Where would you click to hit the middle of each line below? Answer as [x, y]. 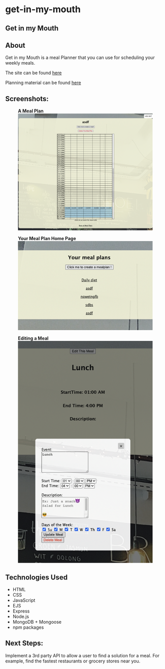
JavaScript [24, 600]
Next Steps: [24, 643]
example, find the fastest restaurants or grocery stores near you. [73, 661]
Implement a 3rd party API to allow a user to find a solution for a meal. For [82, 655]
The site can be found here [34, 73]
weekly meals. [20, 63]
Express [21, 611]
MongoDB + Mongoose [37, 622]
